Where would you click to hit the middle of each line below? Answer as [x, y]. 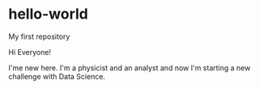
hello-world [49, 14]
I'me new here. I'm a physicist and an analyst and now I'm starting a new [129, 68]
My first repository [39, 36]
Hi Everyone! [30, 52]
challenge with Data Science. [57, 76]
